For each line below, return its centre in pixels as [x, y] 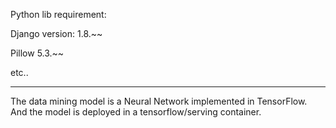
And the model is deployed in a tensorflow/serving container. [136, 112]
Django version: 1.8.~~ [56, 33]
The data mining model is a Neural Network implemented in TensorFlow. [159, 101]
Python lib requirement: [58, 14]
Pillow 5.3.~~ [37, 53]
